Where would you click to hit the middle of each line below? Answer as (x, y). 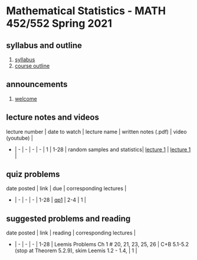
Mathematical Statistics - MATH (86, 11)
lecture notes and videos (52, 118)
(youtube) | (20, 138)
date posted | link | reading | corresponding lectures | (71, 233)
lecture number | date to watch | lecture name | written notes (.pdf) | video (96, 131)
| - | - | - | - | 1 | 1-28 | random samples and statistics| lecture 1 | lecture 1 (103, 149)
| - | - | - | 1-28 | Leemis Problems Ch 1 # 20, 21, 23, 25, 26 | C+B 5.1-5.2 (102, 245)
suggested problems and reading (68, 218)
